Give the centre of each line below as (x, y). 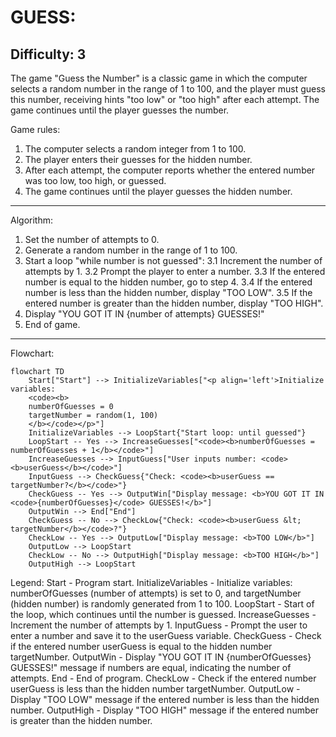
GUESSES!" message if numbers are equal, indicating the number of (151, 667)
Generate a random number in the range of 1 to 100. (131, 250)
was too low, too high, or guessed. (95, 180)
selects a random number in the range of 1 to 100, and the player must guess (168, 89)
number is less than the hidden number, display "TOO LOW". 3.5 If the (168, 292)
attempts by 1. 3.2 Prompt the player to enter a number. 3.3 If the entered (175, 271)
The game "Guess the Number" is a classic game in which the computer (159, 78)
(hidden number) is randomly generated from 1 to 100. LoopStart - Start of (162, 604)
